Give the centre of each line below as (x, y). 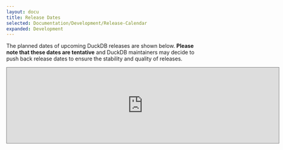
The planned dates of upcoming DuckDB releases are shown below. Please (100, 46)
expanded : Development (35, 29)
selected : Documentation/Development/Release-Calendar (77, 23)
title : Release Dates (34, 18)
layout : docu (23, 12)
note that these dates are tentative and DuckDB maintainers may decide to (100, 53)
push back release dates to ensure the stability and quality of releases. (94, 59)
